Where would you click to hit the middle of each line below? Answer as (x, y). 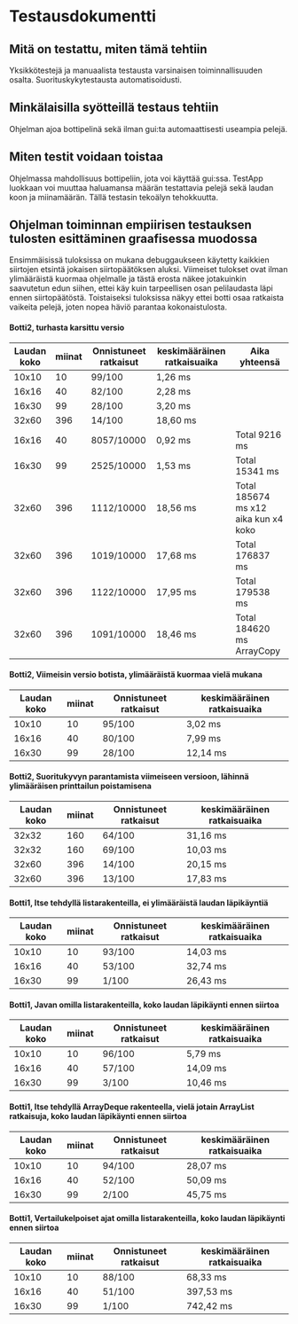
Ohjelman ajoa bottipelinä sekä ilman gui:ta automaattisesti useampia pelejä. (149, 129)
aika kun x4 (259, 519)
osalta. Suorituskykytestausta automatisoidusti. (95, 80)
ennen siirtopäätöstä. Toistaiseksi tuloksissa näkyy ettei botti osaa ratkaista (146, 298)
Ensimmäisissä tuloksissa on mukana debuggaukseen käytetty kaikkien (139, 260)
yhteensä (260, 362)
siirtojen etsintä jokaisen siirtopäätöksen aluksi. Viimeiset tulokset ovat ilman (149, 270)
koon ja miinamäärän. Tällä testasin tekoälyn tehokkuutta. (114, 197)
